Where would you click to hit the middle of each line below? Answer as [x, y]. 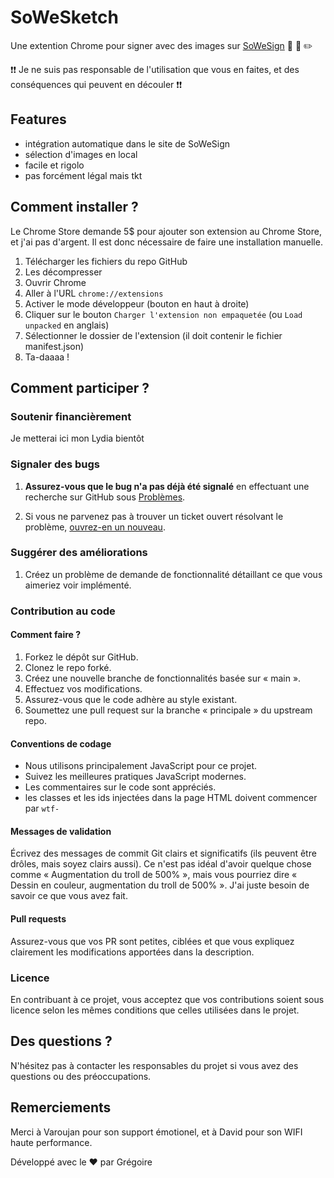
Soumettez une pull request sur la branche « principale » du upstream [168, 710]
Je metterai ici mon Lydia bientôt [77, 438]
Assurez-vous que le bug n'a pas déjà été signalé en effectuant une [167, 486]
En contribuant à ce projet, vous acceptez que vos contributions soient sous [167, 999]
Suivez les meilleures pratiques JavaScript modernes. [135, 777]
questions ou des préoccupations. [81, 1076]
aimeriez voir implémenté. [78, 585]
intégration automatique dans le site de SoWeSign [127, 143]
